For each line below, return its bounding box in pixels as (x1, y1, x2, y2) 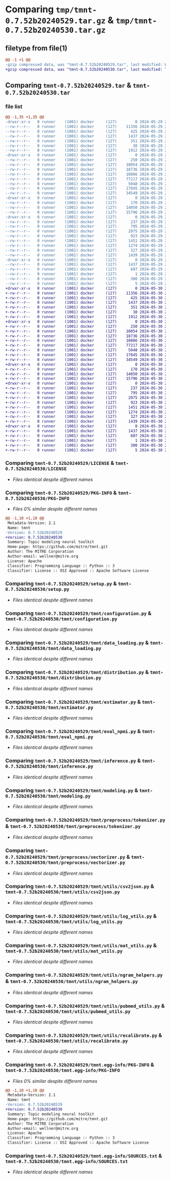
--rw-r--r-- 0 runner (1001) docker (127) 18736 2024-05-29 (5, 167, 163, 172)
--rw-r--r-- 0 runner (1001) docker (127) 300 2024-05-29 (5, 276, 163, 282)
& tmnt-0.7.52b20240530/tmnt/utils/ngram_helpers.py (5, 978, 138, 985)
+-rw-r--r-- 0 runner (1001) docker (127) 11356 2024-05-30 (5, 291, 163, 296)
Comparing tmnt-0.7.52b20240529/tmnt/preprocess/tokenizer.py (5, 816, 165, 823)
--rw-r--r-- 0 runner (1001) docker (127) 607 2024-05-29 (5, 267, 163, 272)
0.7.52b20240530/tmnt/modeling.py (5, 793, 91, 799)
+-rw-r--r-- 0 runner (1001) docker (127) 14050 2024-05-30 (5, 371, 163, 376)
